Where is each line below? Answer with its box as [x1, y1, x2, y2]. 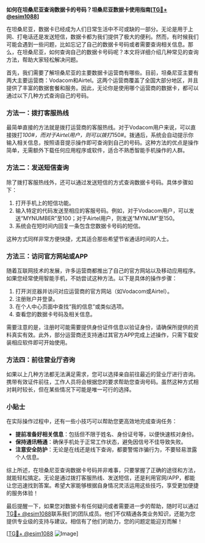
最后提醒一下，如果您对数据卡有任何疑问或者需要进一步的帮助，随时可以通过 [6, 503, 199, 510]
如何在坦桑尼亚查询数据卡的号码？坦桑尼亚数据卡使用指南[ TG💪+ [6, 6, 168, 13]
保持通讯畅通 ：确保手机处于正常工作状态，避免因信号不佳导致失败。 [15, 438, 187, 446]
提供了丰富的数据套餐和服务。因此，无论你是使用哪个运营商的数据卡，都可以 [6, 84, 199, 91]
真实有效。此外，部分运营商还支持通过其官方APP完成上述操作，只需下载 [11, 331, 193, 338]
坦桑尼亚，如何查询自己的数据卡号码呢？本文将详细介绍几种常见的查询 [22, 48, 199, 56]
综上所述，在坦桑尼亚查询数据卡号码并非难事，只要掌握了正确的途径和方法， [6, 467, 199, 474]
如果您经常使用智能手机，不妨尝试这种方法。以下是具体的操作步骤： [6, 275, 178, 282]
